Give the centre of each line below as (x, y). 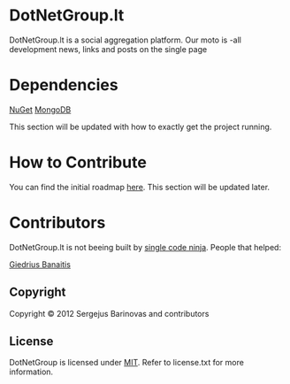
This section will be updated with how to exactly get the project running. (141, 127)
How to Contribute (78, 162)
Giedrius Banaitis (40, 264)
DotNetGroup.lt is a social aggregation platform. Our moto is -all (125, 40)
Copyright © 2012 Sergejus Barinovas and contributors (109, 313)
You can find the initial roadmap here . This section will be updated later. (140, 187)
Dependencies (64, 85)
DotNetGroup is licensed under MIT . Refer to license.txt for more (127, 363)
